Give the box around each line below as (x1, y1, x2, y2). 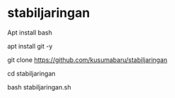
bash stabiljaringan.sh (7, 82, 72, 91)
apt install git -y (7, 42, 53, 50)
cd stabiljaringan (7, 69, 56, 78)
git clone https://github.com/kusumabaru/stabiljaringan (7, 55, 168, 64)
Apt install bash (7, 28, 53, 37)
